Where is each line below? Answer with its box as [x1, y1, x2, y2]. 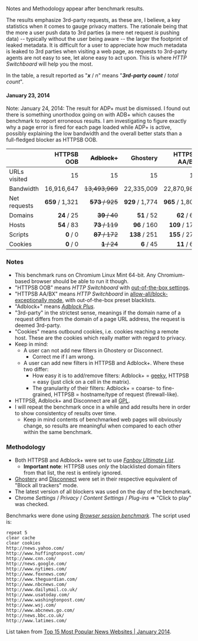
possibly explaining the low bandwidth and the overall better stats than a [6, 130, 182, 137]
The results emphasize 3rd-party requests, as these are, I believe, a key [6, 17, 181, 23]
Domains [9, 211, 34, 219]
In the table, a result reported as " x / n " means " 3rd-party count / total [6, 72, 179, 79]
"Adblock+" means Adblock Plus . [14, 303, 95, 310]
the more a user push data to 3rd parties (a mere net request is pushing [6, 29, 180, 36]
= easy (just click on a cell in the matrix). [32, 378, 131, 385]
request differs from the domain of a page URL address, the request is [14, 315, 186, 322]
